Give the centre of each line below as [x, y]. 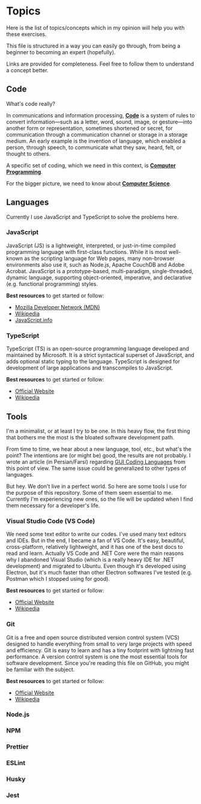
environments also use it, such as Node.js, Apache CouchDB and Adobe [95, 264]
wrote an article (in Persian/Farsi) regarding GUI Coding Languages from [96, 462]
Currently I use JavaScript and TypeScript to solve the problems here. [92, 217]
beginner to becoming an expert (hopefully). [61, 52]
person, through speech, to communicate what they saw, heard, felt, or [94, 147]
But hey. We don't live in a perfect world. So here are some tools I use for [97, 486]
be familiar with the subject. [40, 669]
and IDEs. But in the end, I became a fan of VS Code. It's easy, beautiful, [95, 540]
